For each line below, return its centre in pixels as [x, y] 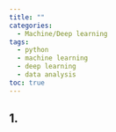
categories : [31, 26]
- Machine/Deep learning [62, 33]
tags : [19, 42]
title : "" [27, 17]
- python [33, 50]
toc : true [27, 83]
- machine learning [53, 58]
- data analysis [47, 75]
